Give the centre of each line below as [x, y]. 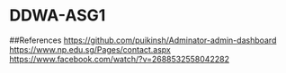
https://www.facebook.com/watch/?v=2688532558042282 [119, 59]
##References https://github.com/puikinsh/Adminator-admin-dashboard [143, 40]
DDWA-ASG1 [58, 16]
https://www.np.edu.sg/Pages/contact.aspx [90, 49]
